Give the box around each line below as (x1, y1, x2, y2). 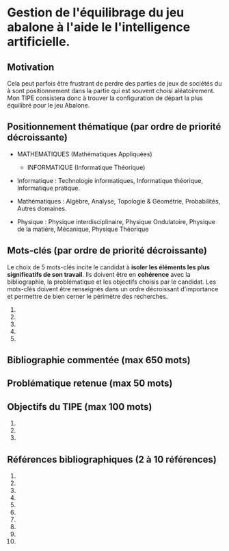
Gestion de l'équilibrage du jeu (7, 5, 185, 21)
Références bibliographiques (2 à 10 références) (7, 454, 217, 465)
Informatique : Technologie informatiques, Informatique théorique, (16, 176, 204, 184)
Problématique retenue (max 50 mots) (7, 378, 173, 389)
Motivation (7, 61, 55, 73)
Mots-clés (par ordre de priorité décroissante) (7, 245, 207, 256)
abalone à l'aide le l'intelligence (7, 19, 191, 35)
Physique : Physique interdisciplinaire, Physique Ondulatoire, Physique (16, 217, 215, 225)
